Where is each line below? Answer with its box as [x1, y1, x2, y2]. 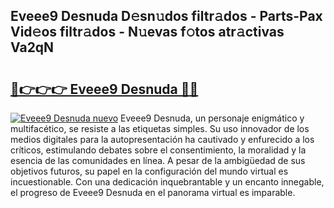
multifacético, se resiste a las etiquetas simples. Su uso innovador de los [10, 123, 310, 134]
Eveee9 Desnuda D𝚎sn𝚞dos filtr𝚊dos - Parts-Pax [10, 8, 323, 25]
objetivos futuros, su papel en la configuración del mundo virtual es [10, 165, 289, 177]
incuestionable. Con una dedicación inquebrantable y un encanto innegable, [10, 176, 325, 188]
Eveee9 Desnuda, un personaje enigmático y [120, 112, 305, 124]
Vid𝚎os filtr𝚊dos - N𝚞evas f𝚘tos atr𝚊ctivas [10, 24, 285, 41]
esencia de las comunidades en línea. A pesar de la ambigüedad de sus [10, 155, 306, 166]
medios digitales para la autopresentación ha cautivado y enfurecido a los [10, 134, 315, 145]
